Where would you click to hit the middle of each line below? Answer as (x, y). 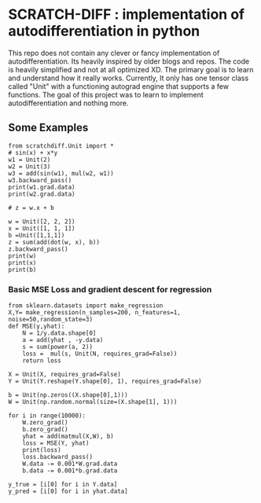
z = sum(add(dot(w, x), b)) (54, 242)
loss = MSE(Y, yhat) (56, 443)
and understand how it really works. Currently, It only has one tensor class (129, 78)
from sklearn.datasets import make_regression (86, 306)
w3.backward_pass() (40, 180)
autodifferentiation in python (104, 31)
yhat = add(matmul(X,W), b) (68, 437)
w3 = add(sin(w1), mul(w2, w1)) (61, 173)
